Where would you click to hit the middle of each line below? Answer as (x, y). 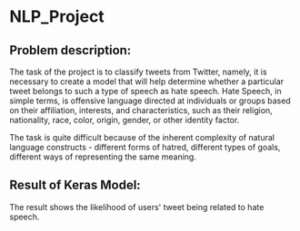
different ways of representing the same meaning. (103, 157)
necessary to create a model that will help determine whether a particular (147, 82)
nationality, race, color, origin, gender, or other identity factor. (125, 120)
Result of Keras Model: (75, 185)
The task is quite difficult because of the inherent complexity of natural (142, 137)
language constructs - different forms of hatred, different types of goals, (145, 147)
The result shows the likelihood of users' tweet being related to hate (137, 207)
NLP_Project (57, 17)
